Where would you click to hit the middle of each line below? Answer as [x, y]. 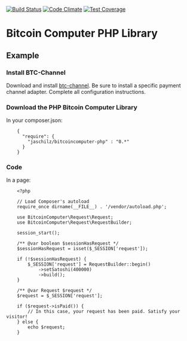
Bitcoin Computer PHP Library [82, 34]
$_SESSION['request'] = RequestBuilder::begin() [89, 264]
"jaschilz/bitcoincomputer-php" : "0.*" [79, 142]
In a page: [19, 180]
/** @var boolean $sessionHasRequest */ [68, 243]
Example [23, 55]
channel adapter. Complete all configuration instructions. [76, 92]
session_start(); [39, 233]
